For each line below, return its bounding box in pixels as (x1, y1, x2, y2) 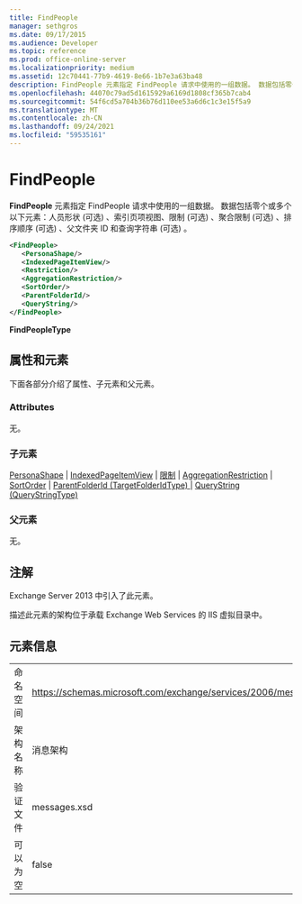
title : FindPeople (9, 13, 78, 23)
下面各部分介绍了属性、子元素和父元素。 (9, 378, 159, 388)
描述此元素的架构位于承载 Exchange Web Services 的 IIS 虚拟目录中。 (9, 609, 268, 620)
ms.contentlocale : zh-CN (9, 114, 102, 123)
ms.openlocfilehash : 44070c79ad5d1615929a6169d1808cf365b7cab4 (9, 88, 252, 97)
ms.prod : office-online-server (9, 55, 127, 64)
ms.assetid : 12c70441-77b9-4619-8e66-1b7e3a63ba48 (9, 72, 203, 81)
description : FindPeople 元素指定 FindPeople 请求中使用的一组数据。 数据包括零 (9, 80, 292, 89)
